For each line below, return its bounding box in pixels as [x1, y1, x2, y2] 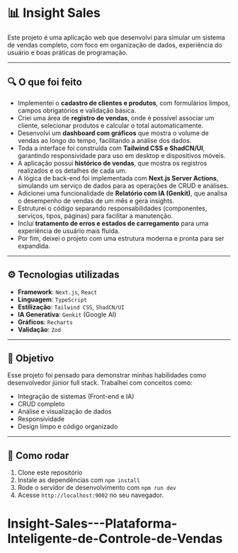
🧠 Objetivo [7, 352, 55, 364]
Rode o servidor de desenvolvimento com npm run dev [17, 484, 177, 492]
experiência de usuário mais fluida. [17, 227, 120, 235]
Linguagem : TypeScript [17, 295, 87, 304]
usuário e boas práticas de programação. [7, 48, 128, 57]
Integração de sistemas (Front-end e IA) [17, 392, 135, 401]
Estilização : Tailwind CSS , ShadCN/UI [17, 302, 125, 311]
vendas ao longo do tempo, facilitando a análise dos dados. [17, 136, 192, 144]
